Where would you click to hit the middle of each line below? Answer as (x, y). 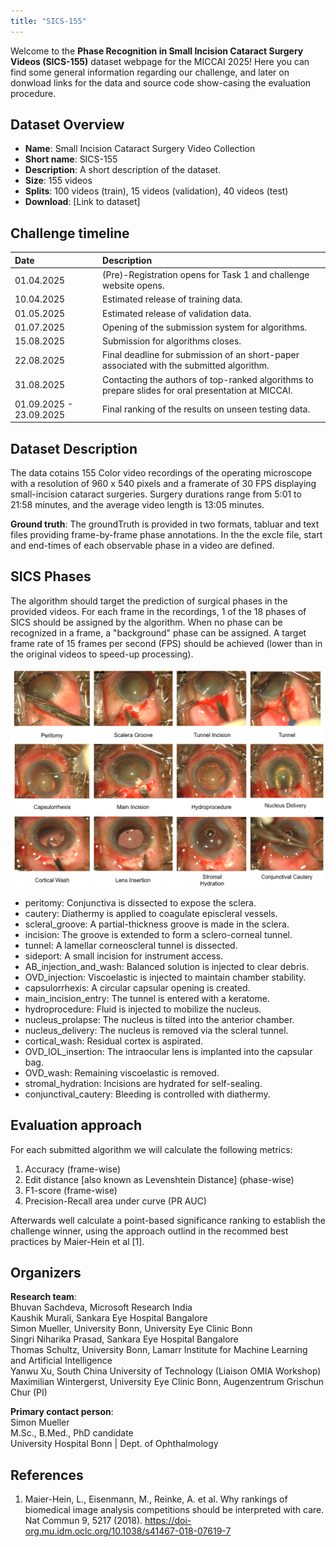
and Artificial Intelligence (61, 1361)
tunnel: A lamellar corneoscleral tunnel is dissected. (131, 945)
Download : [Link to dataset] (82, 202)
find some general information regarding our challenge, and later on (150, 72)
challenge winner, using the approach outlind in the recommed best (149, 1231)
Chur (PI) (29, 1392)
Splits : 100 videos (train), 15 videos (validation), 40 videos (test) (156, 191)
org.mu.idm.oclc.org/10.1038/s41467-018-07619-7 (128, 1531)
